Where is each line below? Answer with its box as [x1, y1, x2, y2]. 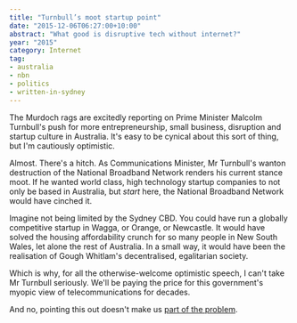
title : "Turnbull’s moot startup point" [9, 12, 162, 22]
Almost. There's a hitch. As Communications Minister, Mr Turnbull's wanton [9, 157, 286, 168]
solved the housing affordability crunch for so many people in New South [9, 231, 278, 242]
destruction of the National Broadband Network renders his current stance [9, 166, 284, 178]
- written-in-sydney [9, 87, 87, 96]
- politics [9, 79, 50, 88]
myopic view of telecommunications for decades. [9, 287, 191, 297]
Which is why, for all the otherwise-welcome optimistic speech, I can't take [9, 268, 285, 279]
